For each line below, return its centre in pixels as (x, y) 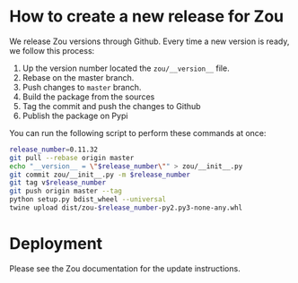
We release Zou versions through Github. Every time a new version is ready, (149, 41)
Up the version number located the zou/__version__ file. (126, 68)
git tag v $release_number (57, 183)
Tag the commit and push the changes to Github (111, 106)
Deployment (56, 244)
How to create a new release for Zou (147, 17)
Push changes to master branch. (82, 87)
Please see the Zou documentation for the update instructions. (125, 268)
